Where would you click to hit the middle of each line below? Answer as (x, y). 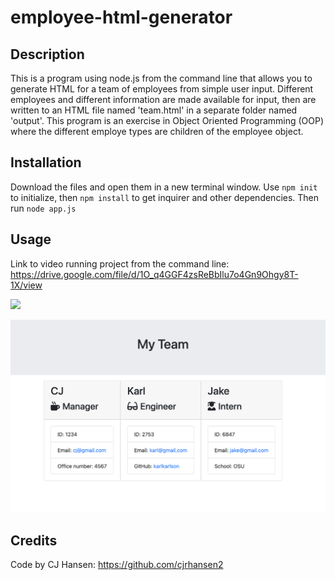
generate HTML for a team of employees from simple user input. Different (162, 89)
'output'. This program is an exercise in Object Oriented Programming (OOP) (167, 120)
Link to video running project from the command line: (120, 263)
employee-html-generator (121, 17)
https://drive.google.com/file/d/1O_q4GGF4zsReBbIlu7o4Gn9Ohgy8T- (154, 274)
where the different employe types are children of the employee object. (157, 131)
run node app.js (43, 208)
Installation (46, 162)
